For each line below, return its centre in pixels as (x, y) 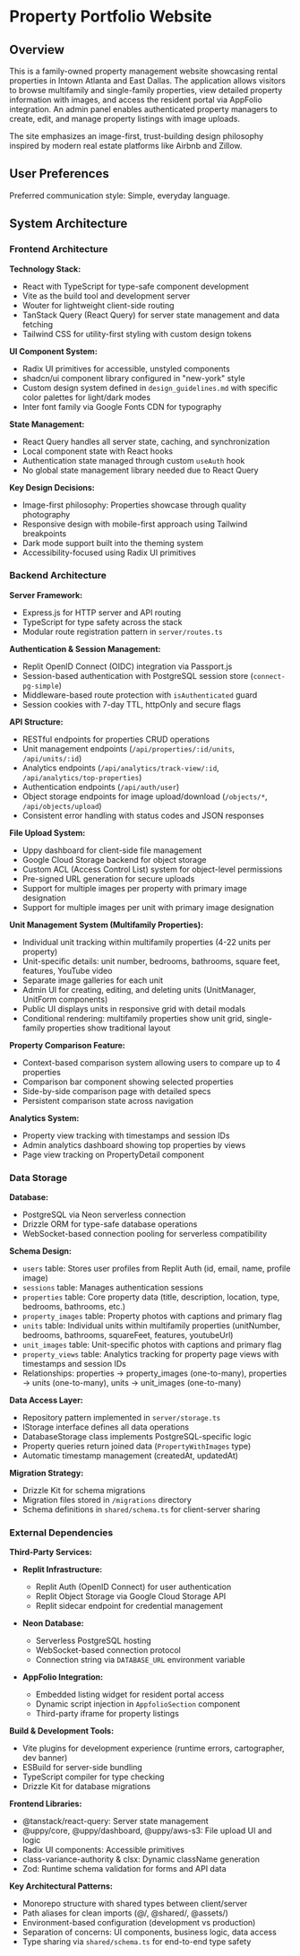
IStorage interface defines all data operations (106, 1427)
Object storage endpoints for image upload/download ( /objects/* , (145, 796)
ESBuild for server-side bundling (82, 1768)
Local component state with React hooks (97, 451)
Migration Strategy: (47, 1474)
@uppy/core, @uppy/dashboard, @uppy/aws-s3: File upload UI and (147, 1830)
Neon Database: (53, 1623)
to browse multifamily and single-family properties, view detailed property (146, 90)
